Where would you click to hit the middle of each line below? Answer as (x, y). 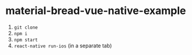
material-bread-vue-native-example (96, 11)
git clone (26, 27)
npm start (26, 40)
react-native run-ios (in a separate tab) (63, 46)
